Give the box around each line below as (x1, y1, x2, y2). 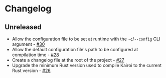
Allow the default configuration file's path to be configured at (12, 47, 138, 52)
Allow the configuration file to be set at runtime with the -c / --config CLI (12, 36, 160, 42)
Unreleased (5, 23, 42, 31)
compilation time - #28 (12, 52, 60, 58)
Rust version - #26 (12, 68, 51, 74)
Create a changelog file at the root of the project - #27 (12, 57, 125, 63)
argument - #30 (12, 41, 45, 47)
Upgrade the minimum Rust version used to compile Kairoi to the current (12, 63, 161, 68)
